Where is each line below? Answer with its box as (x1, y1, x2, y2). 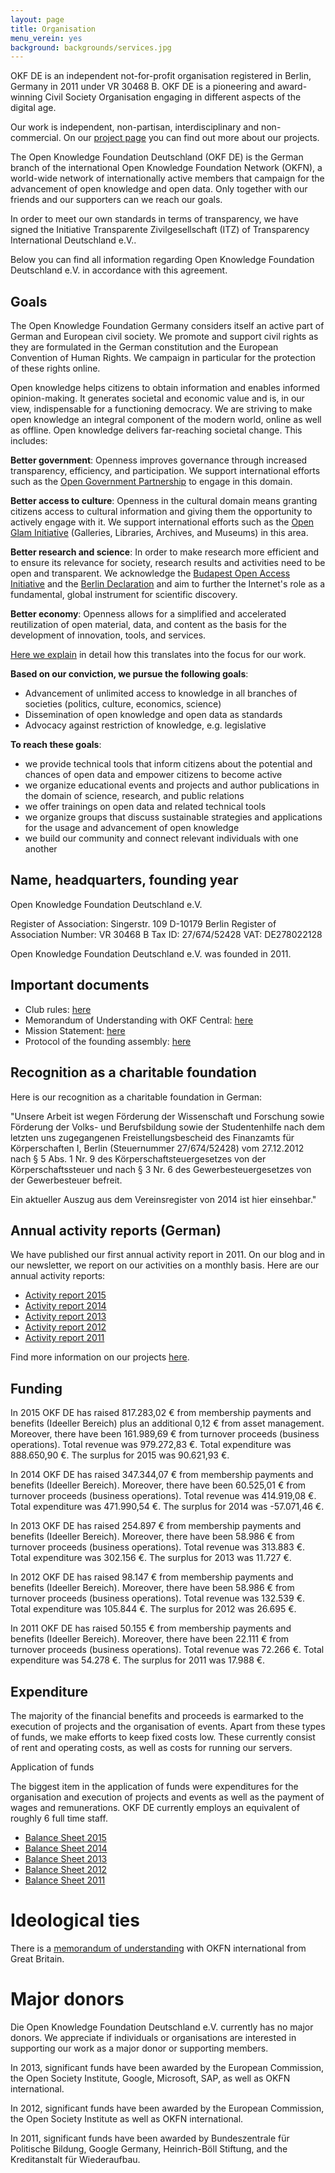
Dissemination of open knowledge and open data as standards (24, 709, 283, 721)
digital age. (10, 102, 57, 114)
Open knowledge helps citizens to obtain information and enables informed (10, 382, 320, 394)
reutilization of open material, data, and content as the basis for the (10, 619, 287, 631)
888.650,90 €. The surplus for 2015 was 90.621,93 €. (10, 1449, 230, 1461)
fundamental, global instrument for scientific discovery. (10, 589, 238, 601)
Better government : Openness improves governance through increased (10, 454, 308, 466)
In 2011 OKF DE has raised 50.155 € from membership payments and (10, 1622, 292, 1635)
